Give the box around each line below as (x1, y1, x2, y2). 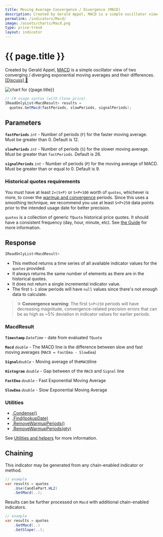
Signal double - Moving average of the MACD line (5, 359, 97, 364)
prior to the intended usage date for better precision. (5, 205, 110, 211)
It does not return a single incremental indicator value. (12, 281, 121, 287)
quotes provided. (12, 266, 46, 271)
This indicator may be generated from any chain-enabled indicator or (5, 462, 144, 468)
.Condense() (12, 410, 37, 416)
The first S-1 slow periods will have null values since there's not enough (12, 286, 158, 292)
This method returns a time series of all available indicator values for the (12, 260, 157, 266)
